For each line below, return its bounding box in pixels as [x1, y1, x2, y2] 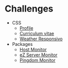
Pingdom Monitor [19, 57, 56, 63]
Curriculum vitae [19, 30, 54, 36]
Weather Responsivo [19, 36, 63, 42]
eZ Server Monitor [19, 51, 57, 58]
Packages [12, 41, 33, 47]
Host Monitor [19, 46, 47, 52]
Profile [19, 25, 34, 31]
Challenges [5, 3, 53, 15]
